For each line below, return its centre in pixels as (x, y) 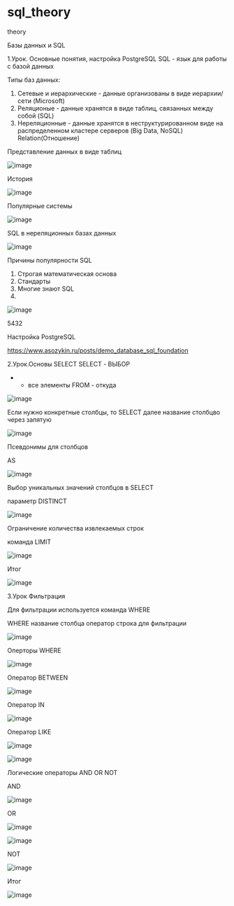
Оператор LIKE (29, 732)
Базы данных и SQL (36, 45)
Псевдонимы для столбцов (48, 446)
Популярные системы (40, 206)
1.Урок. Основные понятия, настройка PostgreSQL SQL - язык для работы (117, 59)
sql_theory (39, 12)
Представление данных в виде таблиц (65, 151)
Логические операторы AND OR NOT (63, 772)
